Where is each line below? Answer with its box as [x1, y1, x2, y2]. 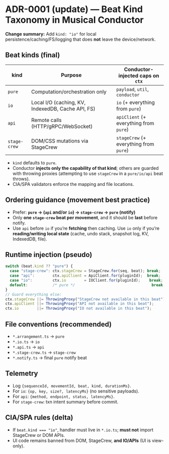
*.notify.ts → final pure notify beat [12, 354, 87, 361]
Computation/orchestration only [31, 88, 107, 95]
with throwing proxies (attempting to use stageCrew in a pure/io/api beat [12, 170, 163, 176]
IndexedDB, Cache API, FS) [31, 105, 96, 112]
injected [118, 72, 138, 79]
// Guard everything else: [5, 292, 62, 297]
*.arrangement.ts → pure [12, 333, 65, 339]
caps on [139, 72, 159, 79]
